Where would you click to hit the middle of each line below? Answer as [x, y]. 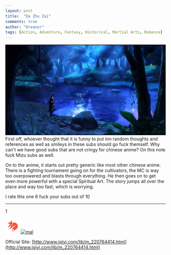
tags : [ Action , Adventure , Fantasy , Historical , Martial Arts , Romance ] [84, 32]
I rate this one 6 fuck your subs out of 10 [48, 196]
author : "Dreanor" [25, 27]
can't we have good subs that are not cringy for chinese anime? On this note [85, 149]
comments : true [21, 21]
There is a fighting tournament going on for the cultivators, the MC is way [82, 170]
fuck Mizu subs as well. [30, 155]
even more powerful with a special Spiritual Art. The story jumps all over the [85, 181]
